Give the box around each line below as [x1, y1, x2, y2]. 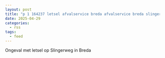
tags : [5, 29, 16, 34]
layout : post [5, 7, 32, 12]
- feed [9, 34, 23, 39]
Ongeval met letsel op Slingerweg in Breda [5, 47, 91, 53]
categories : [5, 20, 29, 26]
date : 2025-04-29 [5, 16, 41, 21]
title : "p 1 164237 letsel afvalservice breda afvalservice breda [5, 12, 144, 16]
